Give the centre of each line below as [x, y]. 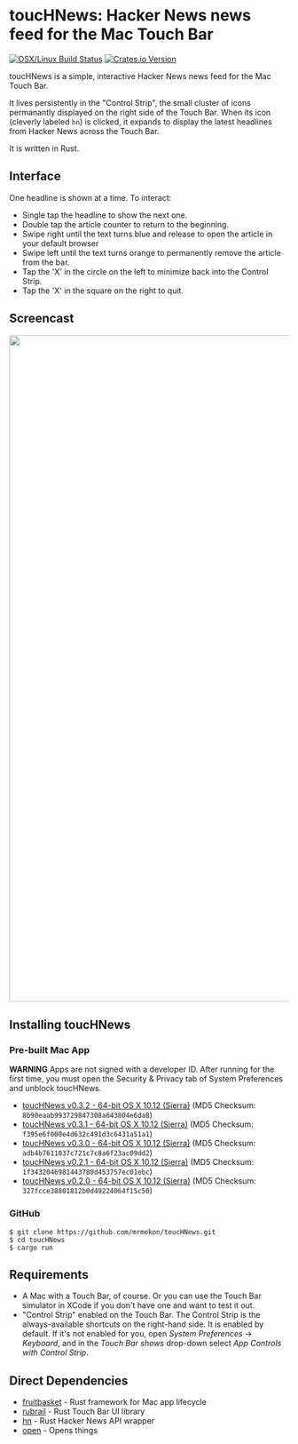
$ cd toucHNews [37, 1240]
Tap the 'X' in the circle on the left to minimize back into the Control [145, 271]
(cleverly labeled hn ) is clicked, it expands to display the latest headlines [141, 122]
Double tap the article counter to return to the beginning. [125, 224]
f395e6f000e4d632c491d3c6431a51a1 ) [87, 1134]
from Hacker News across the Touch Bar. [84, 131]
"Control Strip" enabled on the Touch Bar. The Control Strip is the [141, 1315]
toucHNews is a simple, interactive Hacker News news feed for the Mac [141, 76]
